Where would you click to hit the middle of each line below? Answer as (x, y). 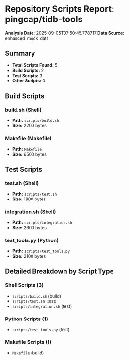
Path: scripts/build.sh (35, 120)
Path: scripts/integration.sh (42, 222)
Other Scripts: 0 (28, 80)
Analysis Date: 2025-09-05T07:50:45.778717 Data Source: (65, 33)
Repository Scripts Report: (60, 9)
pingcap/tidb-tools (44, 19)
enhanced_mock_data (27, 38)
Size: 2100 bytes (29, 256)
